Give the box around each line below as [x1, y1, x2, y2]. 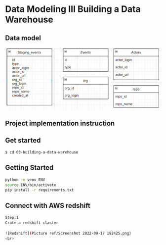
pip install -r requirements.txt [5, 188, 74, 193]
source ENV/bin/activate [5, 182, 56, 188]
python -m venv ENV [5, 177, 45, 182]
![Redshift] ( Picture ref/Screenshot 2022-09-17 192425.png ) [5, 231, 132, 236]
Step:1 [5, 215, 19, 220]
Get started [5, 136, 41, 145]
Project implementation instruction [5, 119, 115, 128]
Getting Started [5, 163, 54, 172]
